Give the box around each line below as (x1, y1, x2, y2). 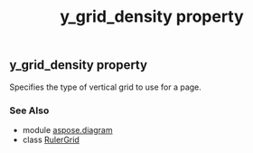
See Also (9, 104, 50, 117)
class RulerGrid (22, 134, 80, 145)
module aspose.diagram (22, 124, 113, 135)
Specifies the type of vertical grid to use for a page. (9, 81, 201, 92)
